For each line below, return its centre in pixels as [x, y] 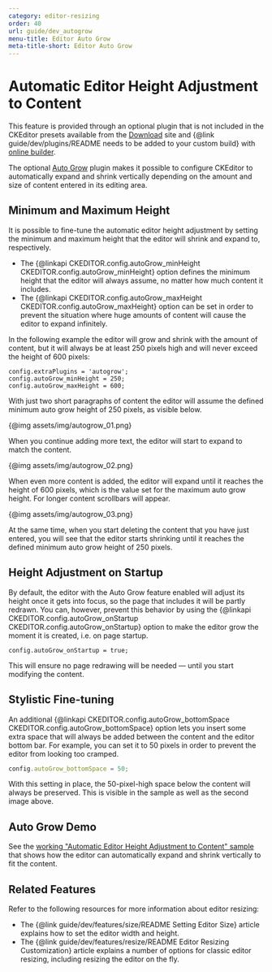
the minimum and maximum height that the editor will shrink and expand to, [134, 239]
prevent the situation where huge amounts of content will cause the [133, 315]
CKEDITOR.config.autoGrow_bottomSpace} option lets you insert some [127, 727]
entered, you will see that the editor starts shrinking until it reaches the [127, 538]
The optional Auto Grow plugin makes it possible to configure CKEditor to [131, 168]
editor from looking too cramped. [64, 753]
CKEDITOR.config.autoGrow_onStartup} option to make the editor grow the [134, 627]
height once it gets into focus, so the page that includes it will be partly [127, 601]
